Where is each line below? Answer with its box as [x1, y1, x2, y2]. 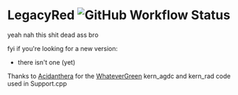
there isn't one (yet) [17, 57, 76, 67]
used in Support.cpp [7, 79, 67, 88]
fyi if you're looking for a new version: [7, 44, 118, 52]
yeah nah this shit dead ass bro [7, 30, 99, 39]
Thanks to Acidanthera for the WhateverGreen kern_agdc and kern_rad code [7, 72, 231, 80]
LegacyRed [7, 7, 75, 23]
